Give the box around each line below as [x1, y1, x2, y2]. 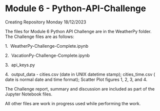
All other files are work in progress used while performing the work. [5, 100, 141, 106]
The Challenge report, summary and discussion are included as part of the [5, 86, 155, 92]
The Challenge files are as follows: [5, 34, 75, 39]
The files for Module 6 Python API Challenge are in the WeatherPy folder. [5, 28, 152, 34]
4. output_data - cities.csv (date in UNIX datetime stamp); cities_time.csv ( [5, 71, 155, 77]
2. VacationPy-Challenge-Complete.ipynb [5, 52, 90, 58]
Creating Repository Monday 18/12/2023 [5, 19, 86, 25]
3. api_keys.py [5, 62, 35, 68]
